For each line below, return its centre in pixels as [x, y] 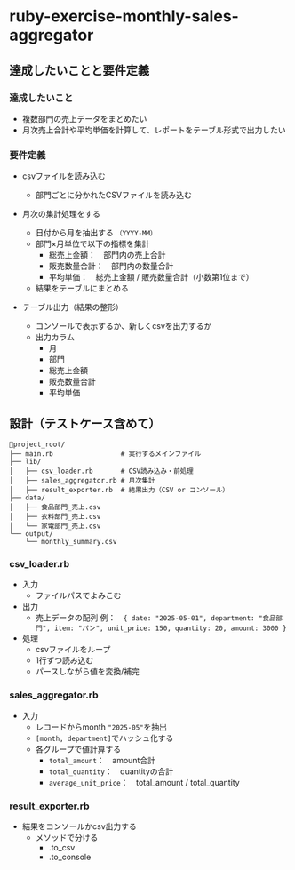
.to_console [70, 857]
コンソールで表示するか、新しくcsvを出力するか [124, 326]
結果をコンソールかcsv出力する [80, 826]
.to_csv [62, 847]
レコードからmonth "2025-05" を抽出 [101, 727]
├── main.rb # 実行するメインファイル [105, 454]
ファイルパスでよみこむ [78, 595]
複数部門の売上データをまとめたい [84, 118]
